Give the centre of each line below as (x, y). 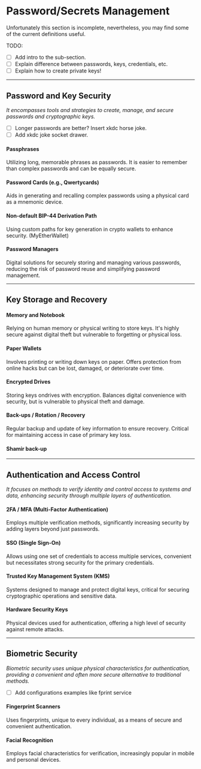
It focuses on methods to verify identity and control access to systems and (99, 489)
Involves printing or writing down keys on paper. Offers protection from (94, 361)
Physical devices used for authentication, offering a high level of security (96, 623)
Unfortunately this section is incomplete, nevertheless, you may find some (98, 28)
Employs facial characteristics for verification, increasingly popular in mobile (100, 753)
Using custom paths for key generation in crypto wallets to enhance (90, 229)
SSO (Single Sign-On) (33, 542)
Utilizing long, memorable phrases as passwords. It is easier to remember (97, 162)
